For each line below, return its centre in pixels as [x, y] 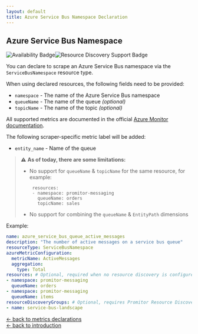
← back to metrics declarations [44, 319]
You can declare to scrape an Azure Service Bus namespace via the [88, 66]
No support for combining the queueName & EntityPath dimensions [109, 215]
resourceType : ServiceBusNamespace [50, 248]
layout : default [26, 11]
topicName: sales [59, 203]
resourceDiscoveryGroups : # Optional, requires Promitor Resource [89, 302]
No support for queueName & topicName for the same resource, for [107, 171]
